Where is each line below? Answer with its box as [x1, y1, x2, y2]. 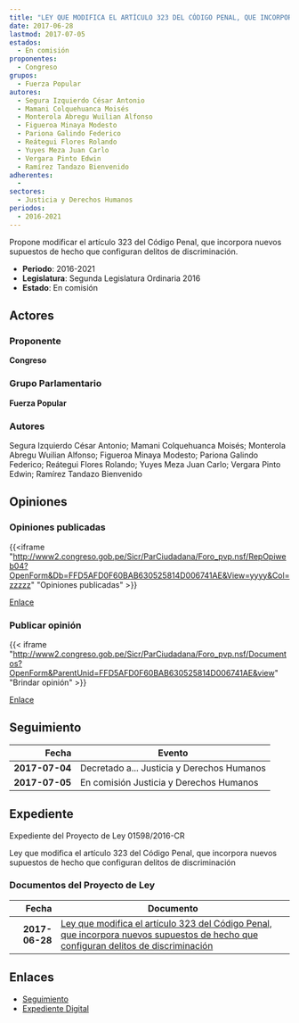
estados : [9, 37, 42, 47]
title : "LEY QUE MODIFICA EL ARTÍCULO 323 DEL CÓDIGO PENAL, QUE [9, 12, 256, 22]
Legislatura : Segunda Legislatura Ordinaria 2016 [21, 273, 201, 284]
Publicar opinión [9, 619, 82, 631]
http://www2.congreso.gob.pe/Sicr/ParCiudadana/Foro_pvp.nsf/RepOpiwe [12, 550, 287, 562]
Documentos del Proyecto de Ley [9, 879, 156, 892]
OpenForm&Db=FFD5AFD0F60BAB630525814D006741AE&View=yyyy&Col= [9, 570, 290, 581]
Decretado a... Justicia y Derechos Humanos [79, 762, 267, 774]
